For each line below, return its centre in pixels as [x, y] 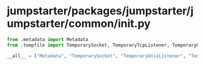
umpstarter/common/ [63, 24]
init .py [134, 24]
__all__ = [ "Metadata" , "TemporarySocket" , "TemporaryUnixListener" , [97, 56]
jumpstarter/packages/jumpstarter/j [100, 11]
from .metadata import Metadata [48, 39]
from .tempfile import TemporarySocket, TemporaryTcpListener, [88, 45]
